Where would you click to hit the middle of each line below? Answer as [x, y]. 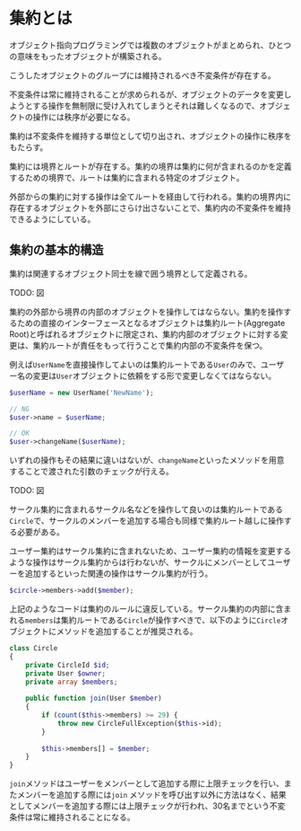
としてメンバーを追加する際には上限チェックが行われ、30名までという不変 [147, 806]
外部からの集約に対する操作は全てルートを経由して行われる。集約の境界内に [150, 196]
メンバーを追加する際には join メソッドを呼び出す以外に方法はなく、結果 [151, 795]
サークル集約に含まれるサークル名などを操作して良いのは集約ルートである [146, 509]
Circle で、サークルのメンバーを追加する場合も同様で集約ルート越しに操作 [146, 521]
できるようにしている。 [52, 219]
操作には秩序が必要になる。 [84, 117]
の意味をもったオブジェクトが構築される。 [88, 56]
